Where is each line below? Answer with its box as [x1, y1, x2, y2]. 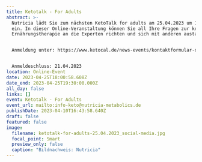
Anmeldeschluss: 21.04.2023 [11, 64, 82, 70]
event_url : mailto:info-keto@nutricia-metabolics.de [6, 103, 141, 109]
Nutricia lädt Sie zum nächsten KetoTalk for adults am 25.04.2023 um [11, 20, 192, 26]
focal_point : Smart [11, 136, 61, 142]
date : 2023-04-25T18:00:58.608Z [6, 74, 87, 80]
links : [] [6, 91, 31, 97]
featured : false [6, 119, 47, 125]
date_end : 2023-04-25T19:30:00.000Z [6, 80, 98, 86]
